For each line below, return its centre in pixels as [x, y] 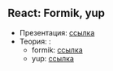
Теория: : [35, 41]
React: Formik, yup [57, 13]
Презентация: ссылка [57, 32]
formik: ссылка [57, 50]
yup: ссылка [53, 58]
